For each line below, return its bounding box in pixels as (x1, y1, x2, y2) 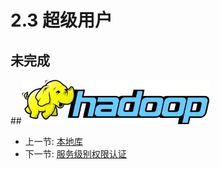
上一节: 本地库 (24, 136, 83, 147)
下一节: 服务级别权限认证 (24, 148, 127, 160)
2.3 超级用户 (10, 9, 113, 32)
